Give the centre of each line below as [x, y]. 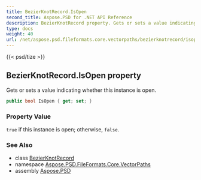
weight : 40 [20, 34]
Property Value [29, 116]
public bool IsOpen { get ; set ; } [49, 101]
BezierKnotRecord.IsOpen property [74, 76]
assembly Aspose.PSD [43, 171]
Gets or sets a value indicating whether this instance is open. [81, 90]
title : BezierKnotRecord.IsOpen [46, 12]
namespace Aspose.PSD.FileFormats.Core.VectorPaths [83, 164]
